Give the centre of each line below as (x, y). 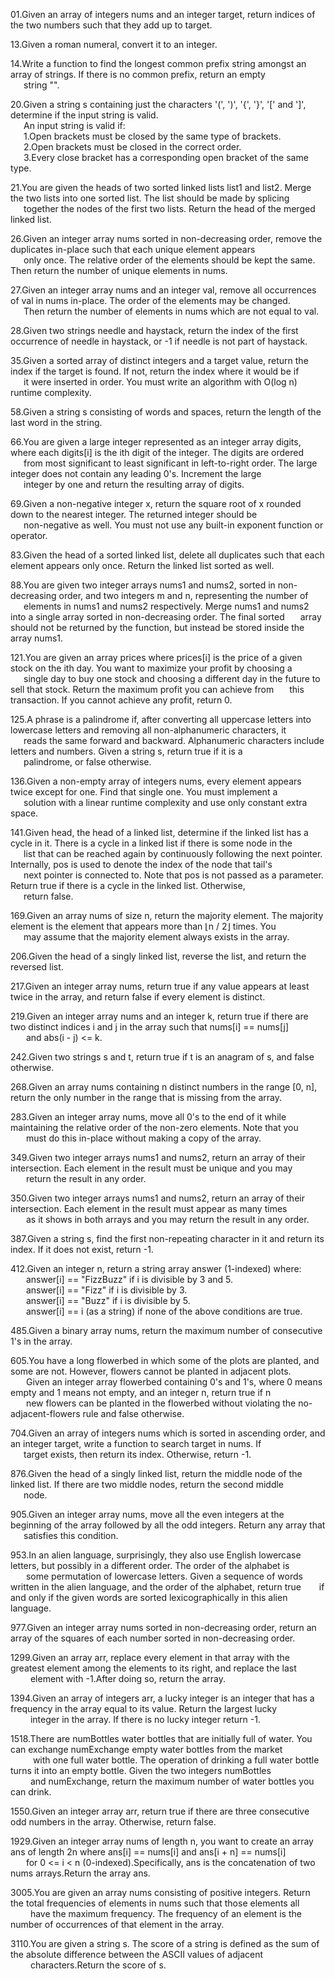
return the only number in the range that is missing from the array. (146, 1097)
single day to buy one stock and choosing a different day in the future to (172, 678)
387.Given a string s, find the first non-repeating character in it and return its (167, 1238)
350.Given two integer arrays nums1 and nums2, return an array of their (157, 1198)
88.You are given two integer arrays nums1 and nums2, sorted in (143, 585)
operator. (29, 535)
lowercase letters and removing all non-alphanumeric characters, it (148, 730)
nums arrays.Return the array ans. (80, 1873)
